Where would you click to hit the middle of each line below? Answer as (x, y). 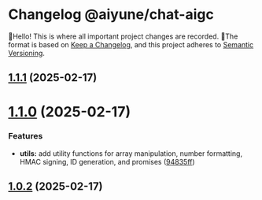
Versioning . (27, 53)
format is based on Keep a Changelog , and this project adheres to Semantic (131, 44)
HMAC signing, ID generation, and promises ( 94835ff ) (107, 161)
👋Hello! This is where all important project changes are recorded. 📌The (123, 36)
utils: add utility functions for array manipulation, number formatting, (131, 153)
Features (26, 136)
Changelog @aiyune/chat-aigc (111, 15)
